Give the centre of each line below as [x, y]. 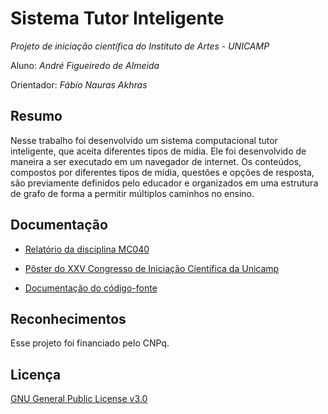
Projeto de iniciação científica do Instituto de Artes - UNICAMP [140, 46]
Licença [36, 374]
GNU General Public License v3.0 [79, 399]
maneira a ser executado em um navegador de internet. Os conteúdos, [156, 161]
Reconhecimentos [68, 318]
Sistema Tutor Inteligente [117, 18]
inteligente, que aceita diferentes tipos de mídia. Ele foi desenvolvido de [158, 151]
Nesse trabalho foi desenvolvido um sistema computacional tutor [144, 140]
